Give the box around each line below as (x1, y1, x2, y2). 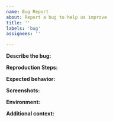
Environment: (6, 99, 40, 106)
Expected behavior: (6, 76, 56, 83)
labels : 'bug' (6, 25, 41, 32)
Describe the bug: (6, 52, 51, 60)
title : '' (6, 20, 31, 26)
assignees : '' (6, 31, 41, 37)
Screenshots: (6, 87, 40, 94)
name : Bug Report (6, 8, 49, 15)
